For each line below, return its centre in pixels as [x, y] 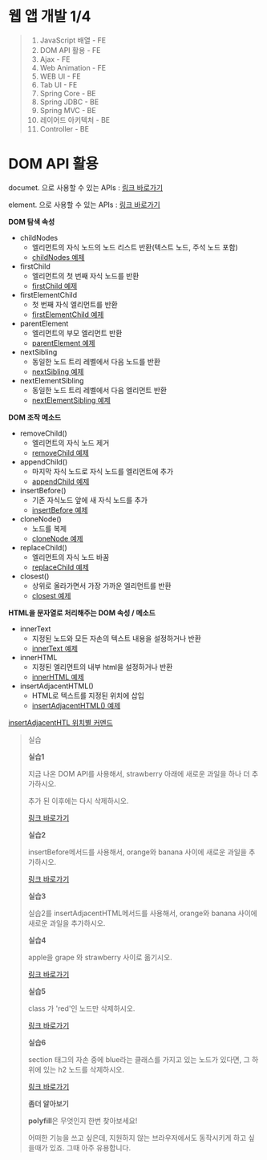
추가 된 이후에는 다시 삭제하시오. [78, 801]
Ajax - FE [55, 59]
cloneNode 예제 [58, 538]
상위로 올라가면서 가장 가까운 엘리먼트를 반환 [101, 586]
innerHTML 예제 [58, 677]
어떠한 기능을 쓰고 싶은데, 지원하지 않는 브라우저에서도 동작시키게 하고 [137, 1138]
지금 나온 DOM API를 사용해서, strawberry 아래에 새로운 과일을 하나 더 [139, 773]
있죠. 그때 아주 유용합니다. [90, 1147]
